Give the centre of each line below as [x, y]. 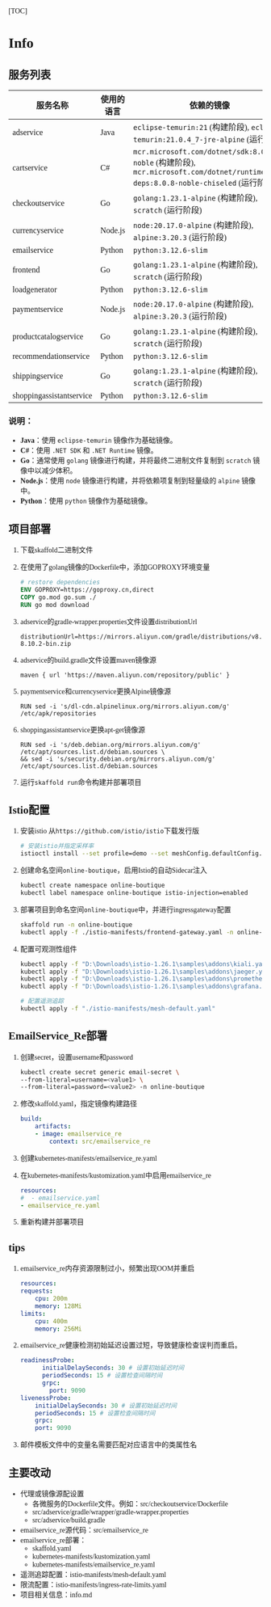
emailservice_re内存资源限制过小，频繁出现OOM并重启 [107, 1269]
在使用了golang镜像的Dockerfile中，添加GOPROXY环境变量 [115, 568]
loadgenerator [35, 289]
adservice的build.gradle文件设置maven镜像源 [88, 660]
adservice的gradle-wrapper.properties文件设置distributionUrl [108, 622]
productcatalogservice [48, 336]
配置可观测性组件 [48, 949]
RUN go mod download [54, 605]
